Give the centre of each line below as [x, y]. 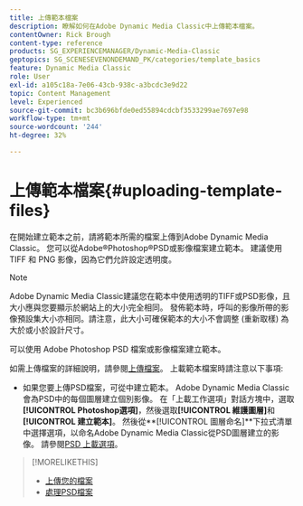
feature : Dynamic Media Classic [70, 69]
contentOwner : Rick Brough [60, 34]
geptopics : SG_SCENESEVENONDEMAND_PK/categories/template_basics [135, 60]
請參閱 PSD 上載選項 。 [81, 444]
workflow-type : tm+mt [50, 118]
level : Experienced [46, 102]
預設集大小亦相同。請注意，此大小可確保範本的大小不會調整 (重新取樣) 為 [153, 318]
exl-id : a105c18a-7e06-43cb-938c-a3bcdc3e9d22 [99, 85]
